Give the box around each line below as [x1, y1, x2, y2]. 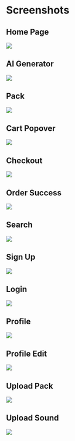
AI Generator [6, 59, 54, 69]
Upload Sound [6, 413, 59, 423]
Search [6, 220, 33, 230]
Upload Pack [6, 381, 53, 391]
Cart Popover [6, 124, 56, 134]
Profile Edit [6, 348, 47, 358]
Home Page [6, 27, 49, 37]
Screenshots [6, 4, 70, 17]
